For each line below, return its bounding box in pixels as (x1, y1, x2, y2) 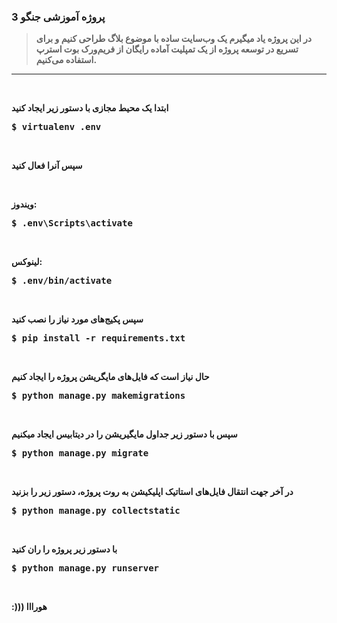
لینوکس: (11, 256, 43, 268)
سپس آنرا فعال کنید (11, 160, 83, 172)
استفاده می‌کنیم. (35, 54, 98, 66)
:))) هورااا (11, 601, 48, 613)
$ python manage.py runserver (11, 563, 160, 574)
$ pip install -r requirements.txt (11, 333, 186, 344)
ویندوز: (11, 198, 38, 210)
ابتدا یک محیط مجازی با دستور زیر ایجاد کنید (11, 102, 169, 114)
